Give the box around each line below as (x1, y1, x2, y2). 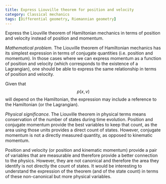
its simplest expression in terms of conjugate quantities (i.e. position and (5, 50, 153, 56)
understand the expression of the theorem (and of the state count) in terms (5, 168, 159, 174)
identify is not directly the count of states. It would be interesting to (5, 163, 142, 169)
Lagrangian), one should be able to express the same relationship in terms (5, 66, 157, 72)
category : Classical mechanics (5, 12, 70, 17)
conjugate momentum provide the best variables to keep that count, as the (5, 122, 158, 128)
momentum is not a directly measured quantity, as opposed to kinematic (5, 132, 153, 138)
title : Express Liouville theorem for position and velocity (5, 7, 134, 12)
